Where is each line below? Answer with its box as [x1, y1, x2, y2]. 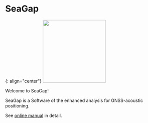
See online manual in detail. [5, 112, 62, 118]
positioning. [5, 102, 30, 108]
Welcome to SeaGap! [5, 87, 49, 93]
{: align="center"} [5, 78, 42, 84]
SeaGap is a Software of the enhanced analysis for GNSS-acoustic [5, 97, 143, 103]
